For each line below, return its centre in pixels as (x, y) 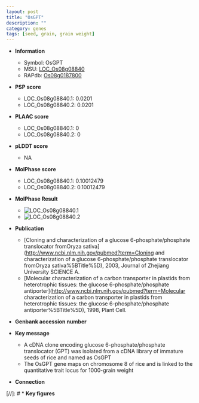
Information (30, 51)
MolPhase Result (36, 199)
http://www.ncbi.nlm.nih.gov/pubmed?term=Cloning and (95, 253)
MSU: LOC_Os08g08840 (54, 69)
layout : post (22, 12)
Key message (32, 334)
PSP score (28, 87)
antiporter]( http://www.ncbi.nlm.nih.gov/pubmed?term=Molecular (105, 291)
